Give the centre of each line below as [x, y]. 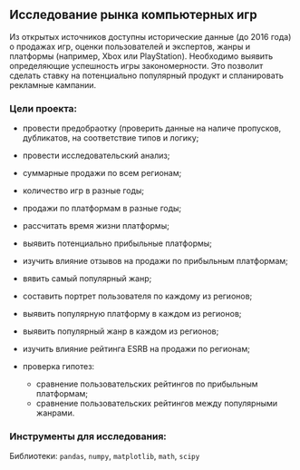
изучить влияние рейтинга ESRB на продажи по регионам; [136, 349]
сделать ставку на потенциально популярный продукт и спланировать [146, 75]
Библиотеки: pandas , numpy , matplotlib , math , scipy [105, 456]
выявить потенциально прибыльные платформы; [117, 243]
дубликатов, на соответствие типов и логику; [111, 138]
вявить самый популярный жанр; [87, 279]
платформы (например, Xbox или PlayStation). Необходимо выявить [141, 56]
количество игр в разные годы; [83, 191]
